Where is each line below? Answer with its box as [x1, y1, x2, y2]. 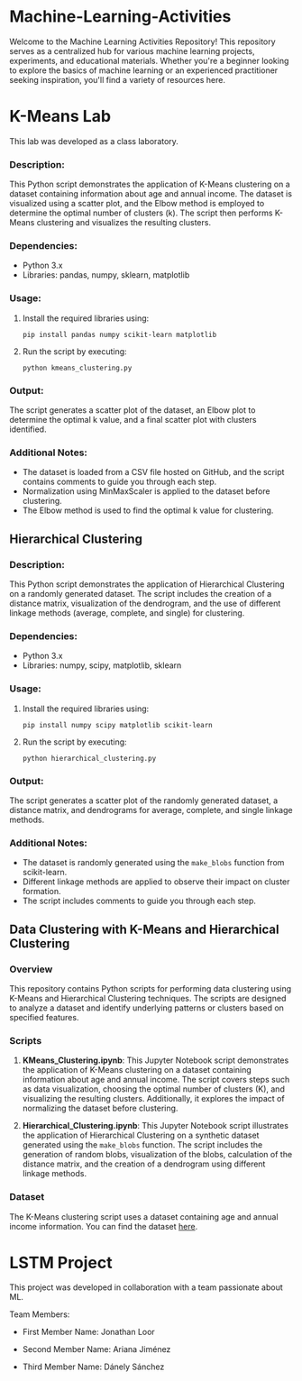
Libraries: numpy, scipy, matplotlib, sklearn [22, 660, 182, 671]
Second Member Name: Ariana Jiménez [22, 1344, 171, 1355]
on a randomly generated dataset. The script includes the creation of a [9, 589, 272, 599]
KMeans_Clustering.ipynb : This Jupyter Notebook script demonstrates [22, 1055, 289, 1065]
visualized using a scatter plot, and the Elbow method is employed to [9, 198, 265, 209]
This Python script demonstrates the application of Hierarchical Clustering [9, 579, 285, 590]
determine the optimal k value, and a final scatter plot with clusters [9, 415, 257, 425]
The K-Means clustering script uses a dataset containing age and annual [9, 1211, 279, 1222]
